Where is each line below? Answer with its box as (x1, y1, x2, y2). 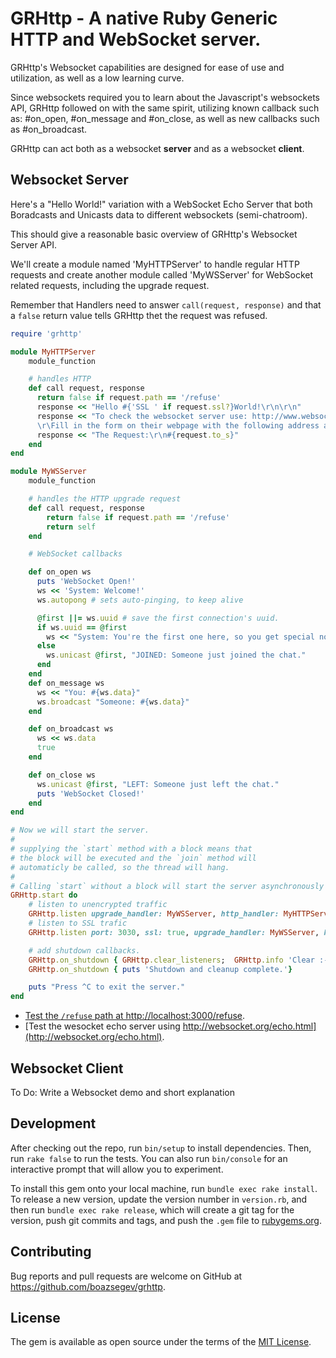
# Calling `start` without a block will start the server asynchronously (10, 881, 325, 891)
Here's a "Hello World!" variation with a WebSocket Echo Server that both (10, 198, 313, 210)
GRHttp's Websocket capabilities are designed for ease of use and (10, 61, 285, 73)
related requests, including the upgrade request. (10, 279, 210, 291)
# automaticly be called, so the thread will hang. (10, 862, 230, 872)
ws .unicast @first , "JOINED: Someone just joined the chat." (46, 650, 307, 661)
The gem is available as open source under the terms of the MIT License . (10, 1336, 312, 1348)
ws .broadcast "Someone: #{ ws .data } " (36, 697, 190, 707)
